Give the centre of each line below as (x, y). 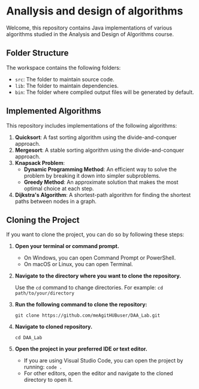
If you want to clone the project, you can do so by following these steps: (95, 235)
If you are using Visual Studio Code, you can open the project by (103, 361)
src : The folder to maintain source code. (65, 79)
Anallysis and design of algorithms (95, 11)
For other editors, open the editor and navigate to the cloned (98, 373)
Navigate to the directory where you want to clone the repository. (98, 276)
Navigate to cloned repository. (54, 327)
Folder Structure (37, 53)
